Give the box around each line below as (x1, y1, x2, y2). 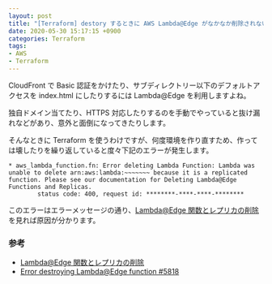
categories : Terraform (8, 34, 85, 43)
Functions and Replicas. (8, 183, 92, 191)
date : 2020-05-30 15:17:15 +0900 (8, 27, 121, 35)
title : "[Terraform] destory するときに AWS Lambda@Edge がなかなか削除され (8, 19, 257, 28)
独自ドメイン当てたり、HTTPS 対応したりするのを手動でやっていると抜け (8, 107, 253, 118)
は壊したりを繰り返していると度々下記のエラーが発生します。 (8, 145, 214, 155)
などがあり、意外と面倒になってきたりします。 (15, 118, 170, 127)
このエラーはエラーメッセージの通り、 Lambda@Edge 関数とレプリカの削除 (8, 204, 259, 215)
